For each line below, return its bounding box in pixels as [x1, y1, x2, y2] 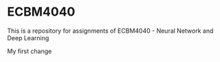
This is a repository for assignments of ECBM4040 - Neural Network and [7, 27, 214, 35]
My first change [7, 47, 52, 55]
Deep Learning [7, 33, 49, 42]
